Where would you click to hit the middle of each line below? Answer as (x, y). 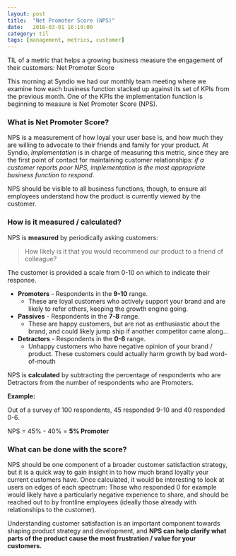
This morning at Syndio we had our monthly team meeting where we (107, 81)
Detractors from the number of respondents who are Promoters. (101, 382)
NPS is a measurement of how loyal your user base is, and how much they (116, 138)
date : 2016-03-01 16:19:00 (50, 27)
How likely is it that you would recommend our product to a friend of (124, 251)
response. (22, 280)
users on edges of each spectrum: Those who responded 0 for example (112, 487)
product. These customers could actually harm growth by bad (118, 353)
